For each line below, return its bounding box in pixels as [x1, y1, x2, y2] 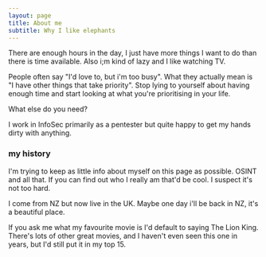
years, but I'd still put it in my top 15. [8, 239, 126, 249]
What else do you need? [8, 104, 88, 114]
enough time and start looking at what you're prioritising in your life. [8, 89, 231, 99]
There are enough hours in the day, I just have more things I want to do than [8, 49, 257, 58]
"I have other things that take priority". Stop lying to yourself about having [8, 80, 250, 90]
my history [8, 148, 51, 159]
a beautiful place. [8, 207, 65, 216]
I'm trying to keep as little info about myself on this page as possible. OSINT [8, 166, 257, 176]
